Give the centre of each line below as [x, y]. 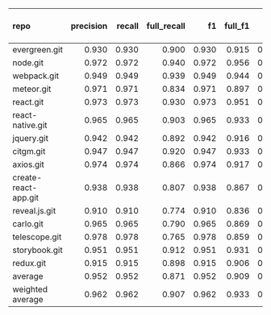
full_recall [166, 26]
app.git [25, 198]
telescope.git [37, 237]
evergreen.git [38, 50]
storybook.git [38, 250]
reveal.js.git [34, 211]
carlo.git [28, 224]
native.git [30, 125]
